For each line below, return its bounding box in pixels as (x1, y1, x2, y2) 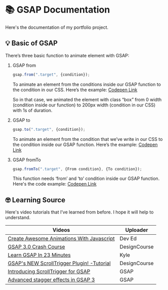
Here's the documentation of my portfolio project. (5, 24, 109, 30)
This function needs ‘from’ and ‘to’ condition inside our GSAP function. (12, 175, 160, 182)
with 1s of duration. (12, 107, 53, 113)
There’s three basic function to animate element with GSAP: (5, 52, 130, 58)
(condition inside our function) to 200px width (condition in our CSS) (12, 102, 156, 108)
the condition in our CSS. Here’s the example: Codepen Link (12, 87, 138, 93)
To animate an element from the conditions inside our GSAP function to (12, 81, 161, 87)
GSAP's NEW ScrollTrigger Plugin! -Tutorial (8, 260, 111, 267)
